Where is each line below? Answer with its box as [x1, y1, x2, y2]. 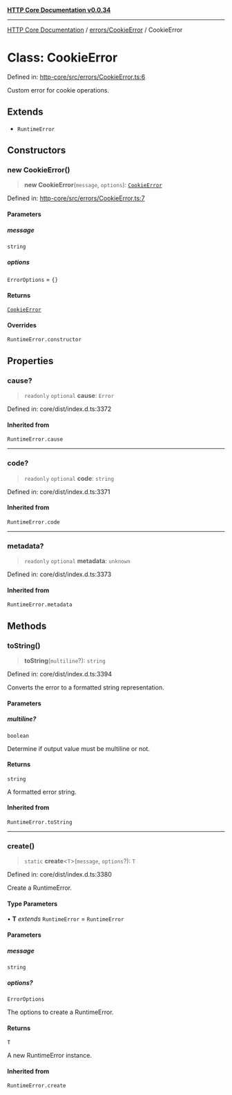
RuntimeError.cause [7, 436, 64, 443]
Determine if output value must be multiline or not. [7, 744, 151, 752]
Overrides [7, 321, 37, 329]
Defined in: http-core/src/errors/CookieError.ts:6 [7, 73, 146, 81]
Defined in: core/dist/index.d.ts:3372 [7, 405, 112, 413]
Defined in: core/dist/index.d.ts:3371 [7, 487, 110, 496]
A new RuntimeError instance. [7, 1051, 92, 1060]
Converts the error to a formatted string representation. [7, 683, 164, 692]
